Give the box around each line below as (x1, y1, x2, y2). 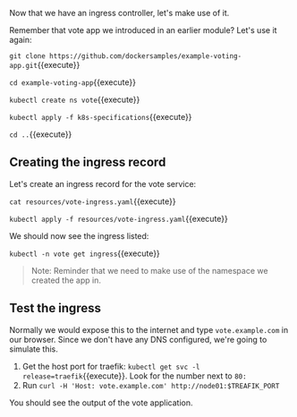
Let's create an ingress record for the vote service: (9, 178, 197, 189)
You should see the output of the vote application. (9, 397, 193, 408)
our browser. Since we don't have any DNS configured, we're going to (9, 334, 267, 345)
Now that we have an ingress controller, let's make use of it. (9, 8, 230, 18)
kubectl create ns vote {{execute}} (9, 94, 140, 105)
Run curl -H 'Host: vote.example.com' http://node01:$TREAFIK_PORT (21, 379, 280, 390)
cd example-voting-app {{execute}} (9, 77, 137, 88)
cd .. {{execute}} (9, 129, 72, 140)
